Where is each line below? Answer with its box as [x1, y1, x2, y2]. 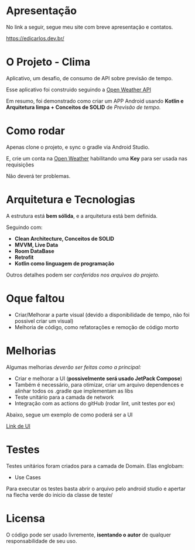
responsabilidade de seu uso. [6, 537, 77, 544]
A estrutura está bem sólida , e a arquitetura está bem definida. [6, 212, 158, 219]
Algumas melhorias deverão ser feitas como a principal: [6, 363, 142, 370]
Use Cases [14, 473, 41, 481]
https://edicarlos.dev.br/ [6, 35, 64, 42]
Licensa [6, 511, 45, 525]
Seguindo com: [6, 224, 43, 231]
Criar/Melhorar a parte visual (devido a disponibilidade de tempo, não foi [14, 311, 190, 318]
